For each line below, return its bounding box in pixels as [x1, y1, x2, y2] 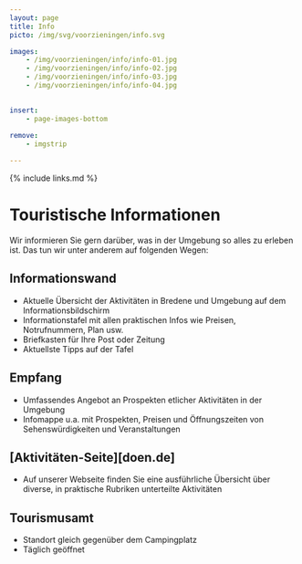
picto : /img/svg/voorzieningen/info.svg [9, 30, 166, 39]
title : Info [9, 22, 55, 31]
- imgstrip [26, 140, 68, 149]
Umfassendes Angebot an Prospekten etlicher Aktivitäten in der [22, 394, 263, 405]
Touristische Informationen [9, 204, 221, 225]
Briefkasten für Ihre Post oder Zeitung [22, 334, 166, 345]
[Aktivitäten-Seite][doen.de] [9, 449, 175, 465]
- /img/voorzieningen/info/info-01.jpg [26, 56, 178, 65]
